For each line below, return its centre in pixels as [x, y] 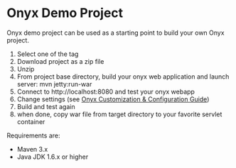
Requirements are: [33, 135]
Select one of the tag [48, 54]
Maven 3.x [32, 149]
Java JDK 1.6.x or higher [53, 157]
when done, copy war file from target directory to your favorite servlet [119, 114]
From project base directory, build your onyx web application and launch [123, 77]
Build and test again [46, 106]
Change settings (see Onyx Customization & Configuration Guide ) [113, 99]
